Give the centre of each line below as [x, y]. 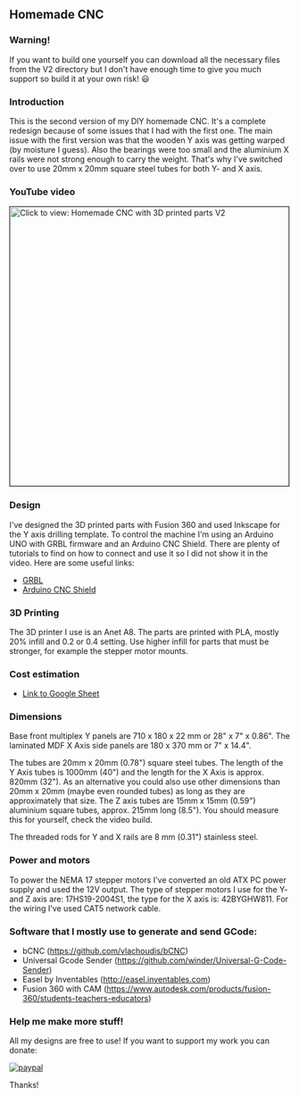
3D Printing [34, 613]
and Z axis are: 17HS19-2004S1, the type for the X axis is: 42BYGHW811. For [149, 899]
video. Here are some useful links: [72, 563]
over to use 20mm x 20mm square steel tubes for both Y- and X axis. [136, 168]
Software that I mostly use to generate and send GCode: [133, 931]
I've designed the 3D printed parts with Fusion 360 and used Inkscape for [145, 524]
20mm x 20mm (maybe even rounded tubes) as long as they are [127, 791]
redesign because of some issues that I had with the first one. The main [141, 130]
